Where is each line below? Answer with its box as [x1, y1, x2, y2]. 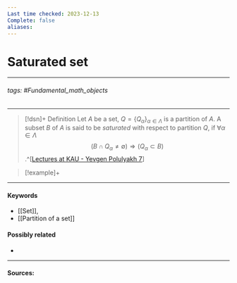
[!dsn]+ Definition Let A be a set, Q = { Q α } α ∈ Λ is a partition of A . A [24, 114, 221, 125]
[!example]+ [24, 168, 60, 177]
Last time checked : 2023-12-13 [7, 10, 99, 18]
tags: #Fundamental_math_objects [7, 86, 108, 94]
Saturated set [7, 54, 89, 70]
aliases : [7, 23, 33, 30]
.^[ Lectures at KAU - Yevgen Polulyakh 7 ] [24, 155, 145, 163]
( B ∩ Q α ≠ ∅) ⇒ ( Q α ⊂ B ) [90, 142, 164, 152]
